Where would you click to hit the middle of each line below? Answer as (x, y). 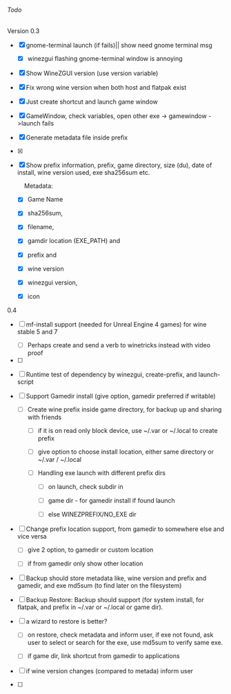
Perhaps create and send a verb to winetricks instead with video (119, 345)
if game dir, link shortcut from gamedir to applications (104, 656)
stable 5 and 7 (37, 331)
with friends (44, 417)
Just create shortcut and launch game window (92, 102)
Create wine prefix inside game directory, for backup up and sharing (124, 409)
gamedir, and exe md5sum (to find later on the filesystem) (99, 586)
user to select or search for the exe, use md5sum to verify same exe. (125, 643)
